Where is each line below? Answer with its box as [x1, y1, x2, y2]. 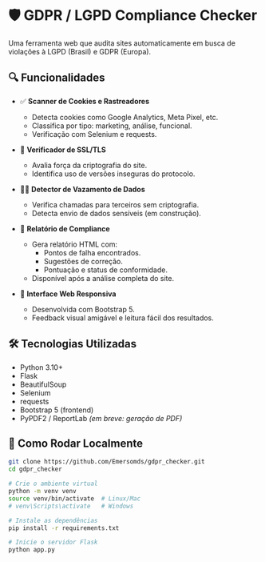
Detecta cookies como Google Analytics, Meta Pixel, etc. [31, 112, 219, 122]
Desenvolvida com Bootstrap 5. [31, 304, 136, 314]
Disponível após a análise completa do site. [31, 273, 174, 283]
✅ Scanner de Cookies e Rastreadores [19, 96, 150, 106]
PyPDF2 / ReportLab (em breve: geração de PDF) [19, 413, 183, 423]
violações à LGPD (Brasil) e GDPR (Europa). [8, 46, 152, 56]
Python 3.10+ [19, 362, 64, 372]
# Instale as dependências [8, 516, 98, 524]
